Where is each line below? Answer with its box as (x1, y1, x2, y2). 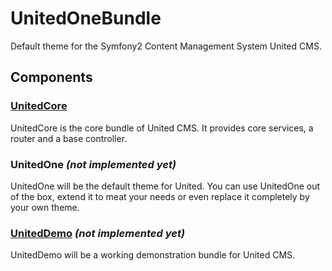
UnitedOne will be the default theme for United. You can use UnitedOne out (10, 180, 321, 192)
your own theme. (10, 201, 80, 213)
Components (10, 69, 93, 86)
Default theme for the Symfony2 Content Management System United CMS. (10, 40, 322, 52)
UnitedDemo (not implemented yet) (10, 226, 185, 240)
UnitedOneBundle (10, 7, 162, 30)
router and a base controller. (10, 132, 128, 144)
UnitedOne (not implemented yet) (10, 157, 177, 171)
